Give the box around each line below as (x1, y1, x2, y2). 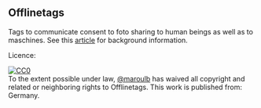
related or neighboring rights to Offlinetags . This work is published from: (8, 82, 242, 92)
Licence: (8, 50, 36, 59)
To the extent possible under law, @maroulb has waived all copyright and (8, 74, 245, 83)
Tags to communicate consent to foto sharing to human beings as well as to (8, 27, 254, 36)
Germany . (8, 90, 40, 100)
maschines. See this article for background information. (8, 35, 189, 45)
